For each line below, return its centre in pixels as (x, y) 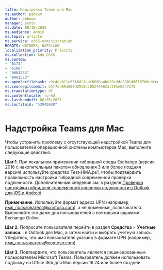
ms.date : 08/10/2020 (26, 28)
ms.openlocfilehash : (26, 82)
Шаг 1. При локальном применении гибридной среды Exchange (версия (80, 162)
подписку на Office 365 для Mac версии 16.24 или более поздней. (73, 262)
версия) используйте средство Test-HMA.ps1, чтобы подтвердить (73, 172)
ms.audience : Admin (25, 32)
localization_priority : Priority (39, 50)
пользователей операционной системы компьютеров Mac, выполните (78, 147)
